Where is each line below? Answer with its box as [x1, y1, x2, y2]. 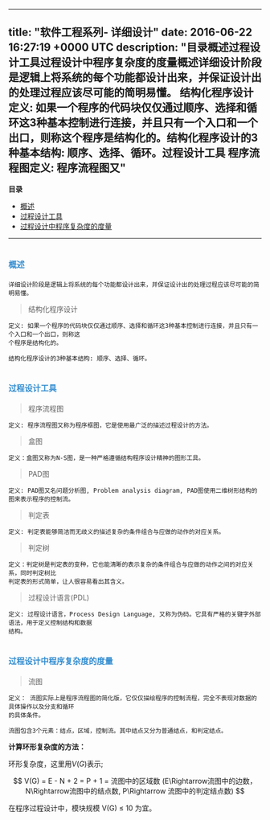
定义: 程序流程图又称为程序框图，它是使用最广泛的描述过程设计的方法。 [8, 421, 213, 429]
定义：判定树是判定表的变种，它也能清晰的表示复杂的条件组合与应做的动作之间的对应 [8, 560, 247, 568]
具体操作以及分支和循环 [8, 703, 75, 711]
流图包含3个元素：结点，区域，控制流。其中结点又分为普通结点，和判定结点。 [8, 727, 227, 735]
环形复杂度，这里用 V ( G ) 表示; [8, 759, 104, 769]
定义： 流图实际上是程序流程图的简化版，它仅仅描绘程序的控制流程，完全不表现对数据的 [8, 694, 257, 702]
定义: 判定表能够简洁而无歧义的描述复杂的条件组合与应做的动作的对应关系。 [8, 527, 225, 535]
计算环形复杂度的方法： [8, 741, 86, 752]
